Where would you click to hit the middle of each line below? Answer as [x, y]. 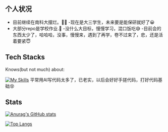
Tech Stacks [25, 57]
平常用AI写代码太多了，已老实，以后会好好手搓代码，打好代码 [94, 80]
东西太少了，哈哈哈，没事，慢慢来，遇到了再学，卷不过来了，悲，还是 [86, 35]
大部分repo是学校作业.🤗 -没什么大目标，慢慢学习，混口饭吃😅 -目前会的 [87, 28]
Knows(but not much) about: [35, 69]
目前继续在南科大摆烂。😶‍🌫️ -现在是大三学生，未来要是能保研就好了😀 [83, 22]
